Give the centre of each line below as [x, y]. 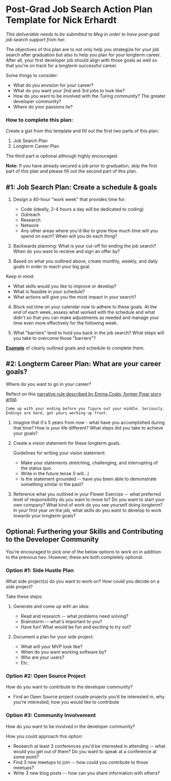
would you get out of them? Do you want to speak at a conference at [85, 751]
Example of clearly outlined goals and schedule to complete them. [75, 348]
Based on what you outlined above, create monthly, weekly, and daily [85, 261]
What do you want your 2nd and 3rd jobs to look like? [69, 90]
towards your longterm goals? [44, 515]
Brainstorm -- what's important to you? [61, 621]
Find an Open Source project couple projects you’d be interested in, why [89, 697]
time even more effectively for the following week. [65, 323]
